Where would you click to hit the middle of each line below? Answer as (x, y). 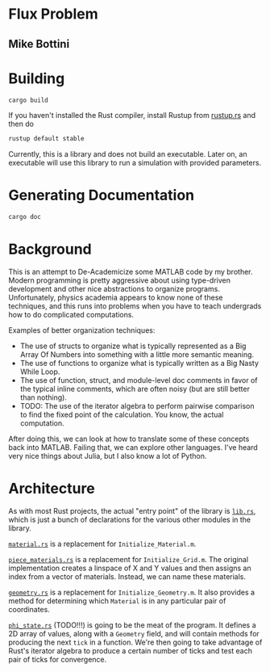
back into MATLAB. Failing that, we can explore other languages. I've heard (133, 447)
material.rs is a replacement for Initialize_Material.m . (102, 544)
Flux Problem (53, 14)
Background (50, 249)
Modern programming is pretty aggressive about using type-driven (120, 280)
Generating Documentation (102, 195)
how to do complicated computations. (71, 315)
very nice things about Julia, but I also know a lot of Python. (108, 456)
